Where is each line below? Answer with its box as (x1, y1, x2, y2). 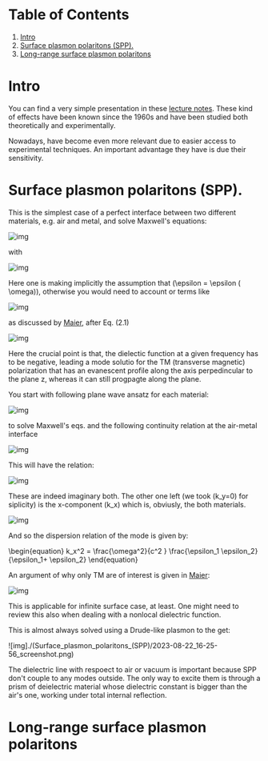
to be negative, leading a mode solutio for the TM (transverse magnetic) (8, 357, 246, 366)
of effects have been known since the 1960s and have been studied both (8, 112, 248, 122)
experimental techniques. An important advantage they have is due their (8, 144, 246, 154)
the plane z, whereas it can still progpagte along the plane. (8, 374, 202, 383)
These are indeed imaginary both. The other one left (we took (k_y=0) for (8, 491, 249, 501)
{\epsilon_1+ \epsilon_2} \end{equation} (8, 555, 138, 564)
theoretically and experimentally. (8, 120, 116, 130)
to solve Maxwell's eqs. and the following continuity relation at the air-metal (8, 420, 258, 430)
